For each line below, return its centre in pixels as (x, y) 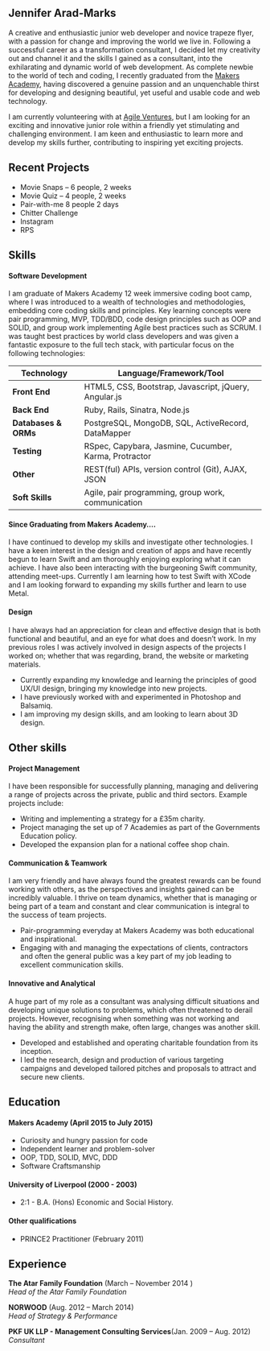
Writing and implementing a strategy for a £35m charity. (112, 819)
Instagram (37, 221)
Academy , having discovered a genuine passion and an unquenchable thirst (134, 84)
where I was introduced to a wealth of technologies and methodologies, (127, 302)
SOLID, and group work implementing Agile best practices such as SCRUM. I (135, 328)
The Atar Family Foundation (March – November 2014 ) (101, 1283)
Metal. (19, 593)
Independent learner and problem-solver (87, 1149)
